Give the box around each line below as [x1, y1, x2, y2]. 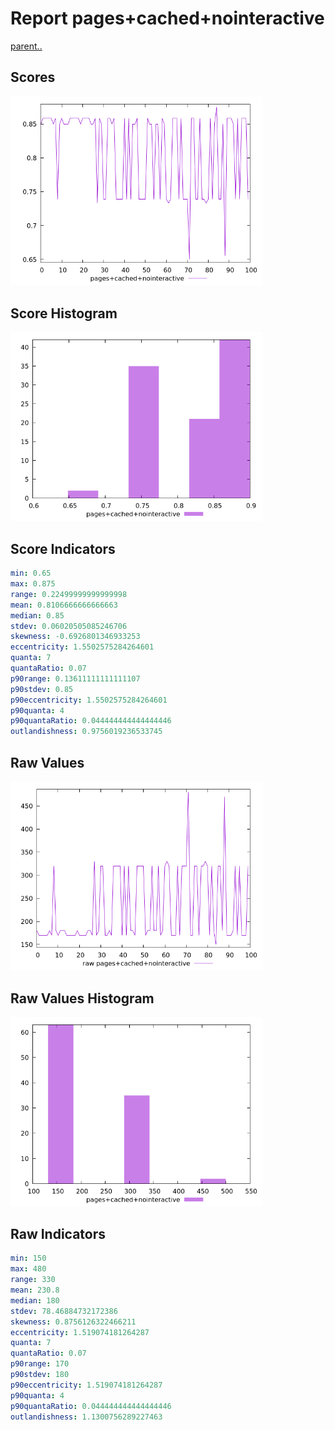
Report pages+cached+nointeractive [10, 7, 325, 30]
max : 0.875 [10, 579, 56, 589]
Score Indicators [10, 540, 116, 557]
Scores [10, 69, 56, 86]
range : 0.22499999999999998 [10, 589, 128, 599]
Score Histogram [10, 305, 118, 322]
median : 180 [10, 1295, 60, 1306]
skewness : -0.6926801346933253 [10, 632, 141, 642]
